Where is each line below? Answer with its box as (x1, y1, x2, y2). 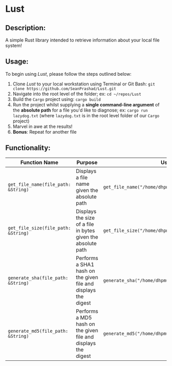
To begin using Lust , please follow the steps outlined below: (5, 71, 132, 77)
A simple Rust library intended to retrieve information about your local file (5, 37, 160, 43)
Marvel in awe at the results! (12, 123, 73, 130)
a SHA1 (76, 261, 95, 268)
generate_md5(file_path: (8, 328, 69, 334)
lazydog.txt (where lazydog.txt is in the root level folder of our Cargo (12, 112, 160, 118)
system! (5, 42, 22, 49)
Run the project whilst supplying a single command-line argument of (12, 101, 160, 107)
